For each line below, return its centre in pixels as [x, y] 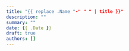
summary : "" [21, 22]
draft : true [21, 33]
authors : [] [21, 39]
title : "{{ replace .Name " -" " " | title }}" [65, 11]
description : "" [26, 17]
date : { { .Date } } [29, 28]
